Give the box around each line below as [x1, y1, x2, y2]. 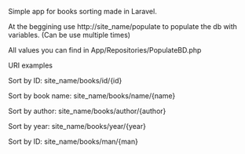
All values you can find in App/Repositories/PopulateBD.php [8, 46, 202, 54]
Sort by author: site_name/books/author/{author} [8, 106, 166, 115]
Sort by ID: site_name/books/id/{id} [8, 76, 122, 85]
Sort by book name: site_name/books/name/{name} [8, 91, 176, 101]
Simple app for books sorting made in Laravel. [8, 7, 157, 16]
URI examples [8, 60, 53, 70]
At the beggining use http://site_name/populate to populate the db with [8, 22, 238, 31]
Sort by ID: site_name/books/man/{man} [8, 137, 139, 146]
